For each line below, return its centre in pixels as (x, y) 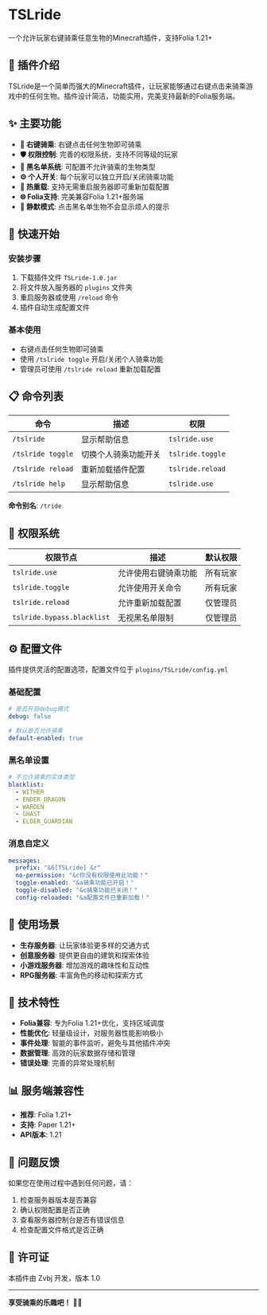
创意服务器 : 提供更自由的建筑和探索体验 (84, 955)
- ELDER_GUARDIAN (44, 822)
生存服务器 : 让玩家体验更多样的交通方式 (84, 945)
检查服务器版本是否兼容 (58, 1200)
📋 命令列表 (36, 396)
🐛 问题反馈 (34, 1162)
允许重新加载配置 (150, 603)
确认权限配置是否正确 (54, 1210)
